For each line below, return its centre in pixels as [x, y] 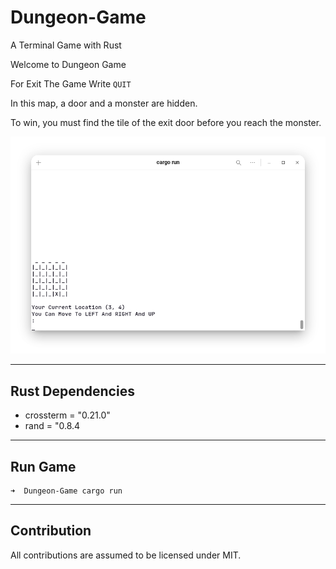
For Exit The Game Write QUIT [71, 83]
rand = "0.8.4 [52, 426]
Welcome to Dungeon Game [68, 64]
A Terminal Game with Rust [66, 45]
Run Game [43, 466]
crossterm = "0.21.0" [67, 415]
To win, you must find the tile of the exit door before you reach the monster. [166, 122]
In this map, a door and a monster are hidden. [104, 103]
